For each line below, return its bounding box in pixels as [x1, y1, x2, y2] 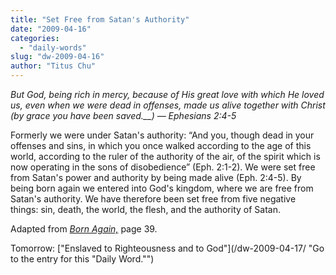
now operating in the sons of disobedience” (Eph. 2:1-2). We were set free [10, 161, 316, 173]
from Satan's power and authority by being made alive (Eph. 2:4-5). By [10, 172, 302, 183]
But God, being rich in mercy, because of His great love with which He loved [10, 89, 325, 100]
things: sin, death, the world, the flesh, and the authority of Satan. [10, 204, 281, 215]
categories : [10, 33, 60, 43]
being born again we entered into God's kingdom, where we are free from [10, 182, 314, 194]
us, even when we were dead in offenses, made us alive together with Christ [10, 99, 326, 111]
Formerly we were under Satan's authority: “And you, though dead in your [10, 129, 315, 141]
